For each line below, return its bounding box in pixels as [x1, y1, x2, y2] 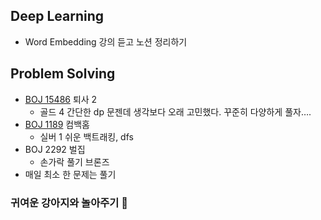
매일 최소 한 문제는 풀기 [24, 168, 117, 180]
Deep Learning [10, 8, 104, 25]
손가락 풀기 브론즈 [39, 155, 110, 168]
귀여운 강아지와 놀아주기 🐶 [10, 195, 128, 209]
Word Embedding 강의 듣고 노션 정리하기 [24, 35, 188, 48]
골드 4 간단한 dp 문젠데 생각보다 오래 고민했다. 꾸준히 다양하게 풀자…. [39, 105, 312, 118]
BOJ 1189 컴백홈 [24, 118, 90, 130]
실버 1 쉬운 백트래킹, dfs [39, 130, 134, 143]
